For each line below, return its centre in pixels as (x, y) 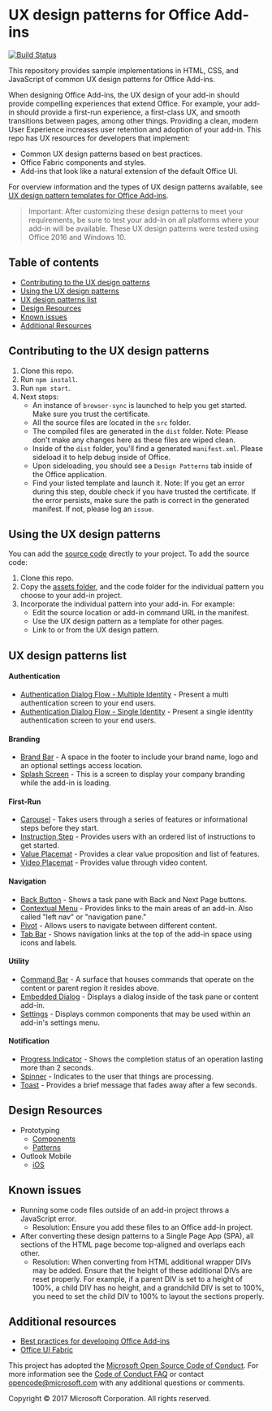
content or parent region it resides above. (90, 988)
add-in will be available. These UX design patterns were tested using (143, 228)
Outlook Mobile (45, 1156)
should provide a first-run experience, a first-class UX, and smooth (128, 112)
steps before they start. (59, 828)
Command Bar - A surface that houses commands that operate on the (137, 979)
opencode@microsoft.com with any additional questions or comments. (127, 1383)
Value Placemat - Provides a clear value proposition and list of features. (140, 854)
